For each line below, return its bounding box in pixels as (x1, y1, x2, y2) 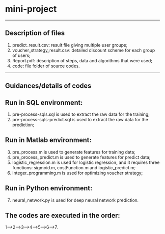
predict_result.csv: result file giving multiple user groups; (12, 42, 128, 48)
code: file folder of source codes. (12, 63, 80, 69)
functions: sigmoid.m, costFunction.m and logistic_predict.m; (12, 164, 136, 170)
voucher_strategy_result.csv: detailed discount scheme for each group (12, 47, 155, 53)
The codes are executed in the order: (5, 211, 120, 219)
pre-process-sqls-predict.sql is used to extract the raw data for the (12, 116, 148, 122)
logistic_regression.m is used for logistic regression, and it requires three (12, 159, 160, 165)
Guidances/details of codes (5, 82, 92, 90)
